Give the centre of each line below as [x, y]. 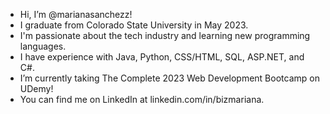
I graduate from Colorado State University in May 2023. [134, 25]
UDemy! [36, 88]
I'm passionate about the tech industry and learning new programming [165, 35]
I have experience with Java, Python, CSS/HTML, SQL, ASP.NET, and [162, 57]
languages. [43, 46]
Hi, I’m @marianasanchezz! [76, 14]
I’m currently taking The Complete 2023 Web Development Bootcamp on [169, 78]
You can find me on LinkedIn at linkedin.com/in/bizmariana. [142, 99]
